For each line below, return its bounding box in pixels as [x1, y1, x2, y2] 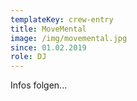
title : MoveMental [10, 24, 87, 34]
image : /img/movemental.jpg [10, 33, 128, 43]
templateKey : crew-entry [10, 14, 114, 25]
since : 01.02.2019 [10, 42, 87, 53]
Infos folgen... [10, 79, 68, 91]
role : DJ [10, 52, 47, 62]
